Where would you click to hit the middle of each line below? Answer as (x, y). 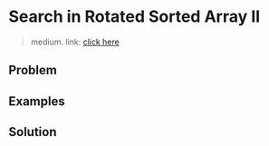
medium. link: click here (75, 42)
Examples (37, 101)
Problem (33, 70)
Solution (33, 132)
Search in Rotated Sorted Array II (134, 17)
